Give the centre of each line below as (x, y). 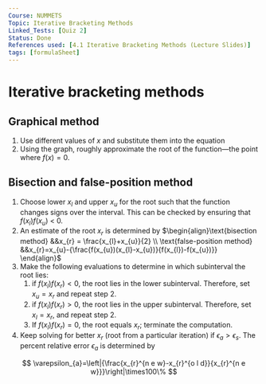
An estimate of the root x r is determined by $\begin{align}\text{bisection (138, 232)
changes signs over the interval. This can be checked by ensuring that (135, 212)
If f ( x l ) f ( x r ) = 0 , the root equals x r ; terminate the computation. (132, 326)
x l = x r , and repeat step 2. (74, 315)
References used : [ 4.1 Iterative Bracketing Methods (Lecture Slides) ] (129, 45)
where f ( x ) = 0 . (45, 157)
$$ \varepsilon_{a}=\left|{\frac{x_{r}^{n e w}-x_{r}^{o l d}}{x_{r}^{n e (134, 362)
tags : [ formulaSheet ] (44, 53)
